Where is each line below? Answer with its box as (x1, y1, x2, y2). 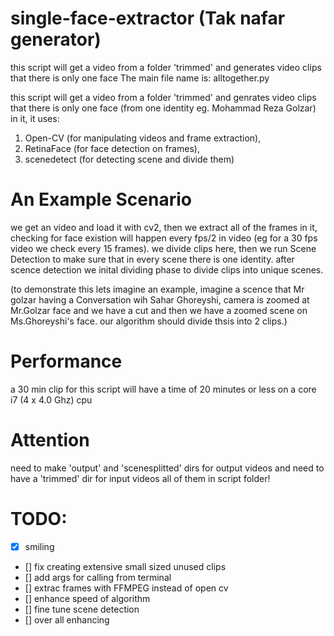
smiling (24, 540, 55, 552)
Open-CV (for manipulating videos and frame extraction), (24, 132, 262, 144)
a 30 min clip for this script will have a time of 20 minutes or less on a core (10, 383, 317, 395)
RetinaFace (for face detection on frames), (24, 142, 200, 154)
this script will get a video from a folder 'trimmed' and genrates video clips (10, 91, 317, 103)
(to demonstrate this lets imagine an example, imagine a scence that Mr (10, 283, 305, 295)
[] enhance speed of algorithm (24, 592, 151, 604)
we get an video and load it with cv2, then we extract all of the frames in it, (10, 221, 318, 233)
